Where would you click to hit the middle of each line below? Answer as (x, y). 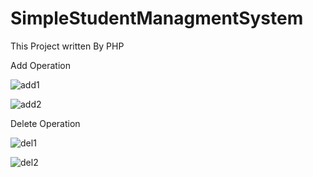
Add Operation (40, 65)
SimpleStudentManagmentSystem (157, 18)
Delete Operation (45, 123)
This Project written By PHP (67, 46)
